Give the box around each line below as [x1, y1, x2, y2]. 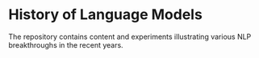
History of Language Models [8, 6, 203, 24]
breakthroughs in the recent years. [8, 40, 123, 49]
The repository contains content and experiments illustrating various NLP [8, 32, 252, 41]
